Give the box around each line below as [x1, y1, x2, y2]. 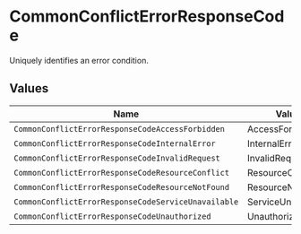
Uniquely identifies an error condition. [9, 55, 150, 65]
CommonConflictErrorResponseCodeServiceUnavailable [13, 196, 239, 207]
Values [9, 81, 49, 96]
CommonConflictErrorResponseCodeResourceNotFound [13, 182, 230, 192]
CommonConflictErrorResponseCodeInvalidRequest [13, 152, 221, 163]
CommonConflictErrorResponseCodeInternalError [13, 138, 217, 149]
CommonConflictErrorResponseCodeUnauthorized [13, 211, 211, 221]
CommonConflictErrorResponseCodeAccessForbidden [13, 124, 226, 134]
